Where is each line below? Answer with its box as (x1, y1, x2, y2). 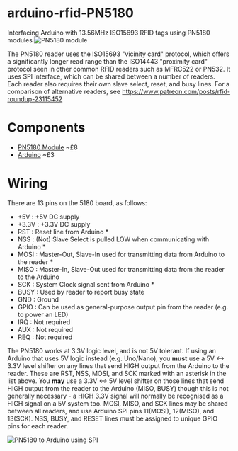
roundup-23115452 (7, 94, 63, 103)
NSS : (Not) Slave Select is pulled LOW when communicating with (17, 235, 210, 244)
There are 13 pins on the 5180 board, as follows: (7, 198, 147, 207)
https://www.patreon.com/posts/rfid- (122, 87, 231, 96)
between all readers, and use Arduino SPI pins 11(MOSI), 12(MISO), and (7, 406, 215, 415)
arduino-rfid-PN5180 (7, 5, 135, 21)
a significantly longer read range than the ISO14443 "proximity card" (7, 57, 208, 65)
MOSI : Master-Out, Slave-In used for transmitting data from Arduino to (17, 250, 225, 258)
